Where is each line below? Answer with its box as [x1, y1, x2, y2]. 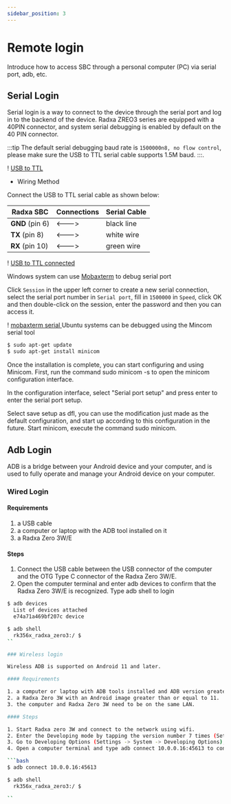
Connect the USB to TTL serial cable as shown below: [7, 191, 160, 199]
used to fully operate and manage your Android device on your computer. [7, 470, 215, 478]
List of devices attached [13, 607, 88, 614]
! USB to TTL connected [7, 259, 76, 268]
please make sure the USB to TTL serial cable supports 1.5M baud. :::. [7, 151, 205, 159]
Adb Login [7, 444, 52, 456]
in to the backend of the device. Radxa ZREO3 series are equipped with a [7, 115, 214, 124]
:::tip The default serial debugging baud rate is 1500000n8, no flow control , [7, 143, 222, 152]
